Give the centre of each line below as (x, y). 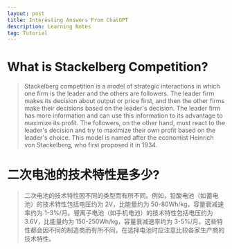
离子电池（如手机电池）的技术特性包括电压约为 (146, 213)
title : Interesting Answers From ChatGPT (68, 20)
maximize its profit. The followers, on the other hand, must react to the (125, 123)
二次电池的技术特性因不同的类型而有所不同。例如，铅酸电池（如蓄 (118, 196)
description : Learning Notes (49, 26)
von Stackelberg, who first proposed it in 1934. (91, 145)
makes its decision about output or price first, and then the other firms (124, 101)
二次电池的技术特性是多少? (83, 175)
